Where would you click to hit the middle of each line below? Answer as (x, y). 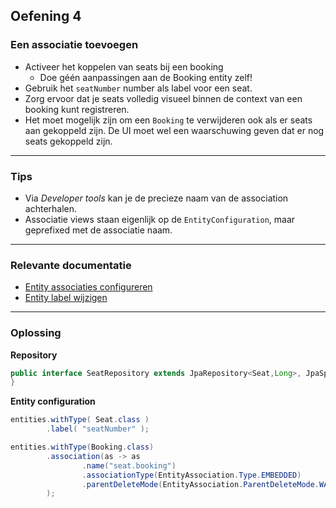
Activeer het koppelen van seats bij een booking (124, 66)
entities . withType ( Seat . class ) (80, 420)
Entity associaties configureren (88, 287)
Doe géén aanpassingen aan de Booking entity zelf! (146, 77)
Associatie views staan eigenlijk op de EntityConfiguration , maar (160, 219)
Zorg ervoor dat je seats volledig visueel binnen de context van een (163, 98)
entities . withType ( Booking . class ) (82, 447)
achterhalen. (51, 208)
